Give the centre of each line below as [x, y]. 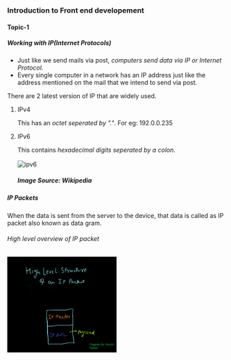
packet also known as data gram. [54, 223]
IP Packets [23, 198]
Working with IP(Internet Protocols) [59, 43]
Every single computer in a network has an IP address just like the [111, 75]
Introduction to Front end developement [76, 10]
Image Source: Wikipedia [54, 180]
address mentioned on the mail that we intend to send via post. [107, 83]
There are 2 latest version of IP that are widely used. [82, 96]
